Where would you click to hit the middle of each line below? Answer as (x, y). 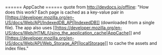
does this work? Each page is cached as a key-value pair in (64, 12)
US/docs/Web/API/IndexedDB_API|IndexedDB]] (52, 22)
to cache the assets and (133, 43)
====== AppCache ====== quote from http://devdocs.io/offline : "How (77, 7)
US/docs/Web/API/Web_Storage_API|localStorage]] (57, 43)
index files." (17, 48)
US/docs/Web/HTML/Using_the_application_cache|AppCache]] (69, 33)
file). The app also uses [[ (31, 28)
